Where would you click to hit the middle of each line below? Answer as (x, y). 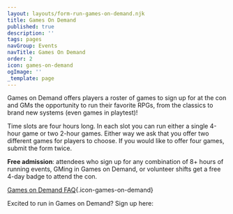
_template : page (31, 78)
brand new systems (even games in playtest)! (73, 113)
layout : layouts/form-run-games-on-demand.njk (76, 14)
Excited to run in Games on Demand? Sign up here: (81, 204)
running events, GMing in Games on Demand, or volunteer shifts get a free (114, 169)
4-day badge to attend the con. (52, 176)
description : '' (31, 33)
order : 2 (20, 59)
